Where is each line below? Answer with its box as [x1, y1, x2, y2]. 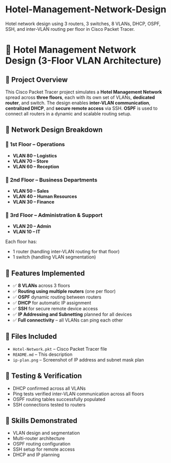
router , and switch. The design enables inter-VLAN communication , [5, 99, 151, 106]
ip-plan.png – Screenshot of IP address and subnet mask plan [12, 356, 144, 363]
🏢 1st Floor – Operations [5, 141, 65, 148]
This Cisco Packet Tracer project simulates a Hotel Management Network [5, 89, 162, 95]
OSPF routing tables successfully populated [12, 396, 106, 402]
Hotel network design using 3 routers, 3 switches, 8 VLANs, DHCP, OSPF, [5, 21, 161, 27]
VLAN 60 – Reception [12, 163, 59, 170]
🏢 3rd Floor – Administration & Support [5, 211, 103, 218]
